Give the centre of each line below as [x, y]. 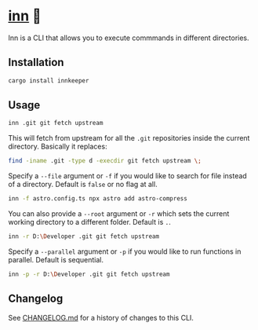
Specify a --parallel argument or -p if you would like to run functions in [125, 251]
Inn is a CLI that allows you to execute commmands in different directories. [129, 38]
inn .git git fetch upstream [56, 123]
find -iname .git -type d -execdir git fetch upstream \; [105, 161]
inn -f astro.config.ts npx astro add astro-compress [98, 199]
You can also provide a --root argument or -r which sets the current [119, 214]
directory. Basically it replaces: [58, 147]
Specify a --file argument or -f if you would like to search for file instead [127, 176]
